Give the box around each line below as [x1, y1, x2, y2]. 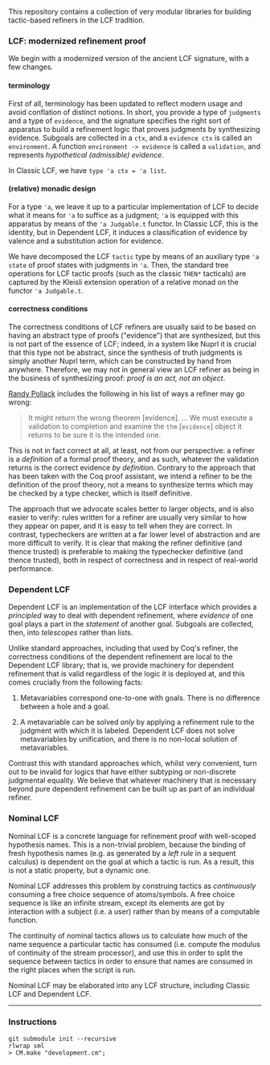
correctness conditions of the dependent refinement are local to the [8, 652, 233, 662]
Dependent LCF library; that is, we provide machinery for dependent [8, 660, 235, 670]
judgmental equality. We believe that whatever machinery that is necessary [8, 775, 257, 785]
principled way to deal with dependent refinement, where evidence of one [8, 611, 254, 620]
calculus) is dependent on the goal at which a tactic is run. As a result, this [8, 857, 255, 866]
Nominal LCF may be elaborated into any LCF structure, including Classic [8, 981, 251, 990]
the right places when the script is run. [8, 964, 137, 974]
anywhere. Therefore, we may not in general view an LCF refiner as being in [8, 364, 260, 374]
